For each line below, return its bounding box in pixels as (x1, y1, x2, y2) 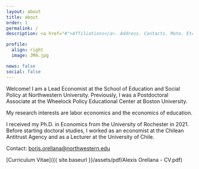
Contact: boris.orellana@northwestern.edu (6, 145, 111, 152)
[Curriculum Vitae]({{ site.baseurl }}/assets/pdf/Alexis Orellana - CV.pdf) (6, 156, 182, 163)
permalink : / (6, 25, 38, 31)
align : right (11, 47, 44, 53)
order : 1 (6, 20, 28, 25)
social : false (6, 69, 41, 75)
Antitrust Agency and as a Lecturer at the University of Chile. (6, 133, 155, 140)
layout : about (6, 8, 41, 15)
